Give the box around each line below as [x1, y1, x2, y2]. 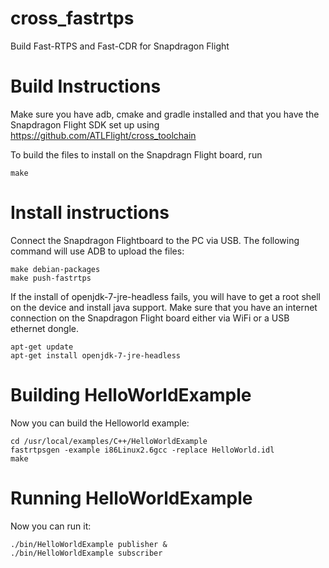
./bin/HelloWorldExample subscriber [10, 548, 163, 558]
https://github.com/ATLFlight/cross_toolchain [10, 129, 197, 141]
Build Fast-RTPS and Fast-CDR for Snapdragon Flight [10, 40, 230, 52]
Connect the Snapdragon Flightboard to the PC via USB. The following [10, 234, 300, 246]
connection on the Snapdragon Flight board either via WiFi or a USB [10, 312, 290, 324]
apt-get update [10, 342, 74, 352]
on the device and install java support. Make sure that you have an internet [10, 301, 318, 313]
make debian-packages [10, 264, 101, 274]
